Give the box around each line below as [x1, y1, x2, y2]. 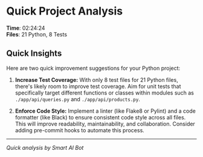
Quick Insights [6, 48, 62, 59]
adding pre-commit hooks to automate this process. [14, 126, 145, 134]
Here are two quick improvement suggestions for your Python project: [6, 64, 181, 72]
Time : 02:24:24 [6, 24, 45, 32]
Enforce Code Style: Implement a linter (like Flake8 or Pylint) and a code [14, 107, 196, 115]
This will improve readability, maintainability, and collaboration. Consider [14, 120, 195, 127]
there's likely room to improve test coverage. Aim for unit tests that [14, 82, 181, 90]
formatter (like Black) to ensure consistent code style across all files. [14, 113, 186, 121]
